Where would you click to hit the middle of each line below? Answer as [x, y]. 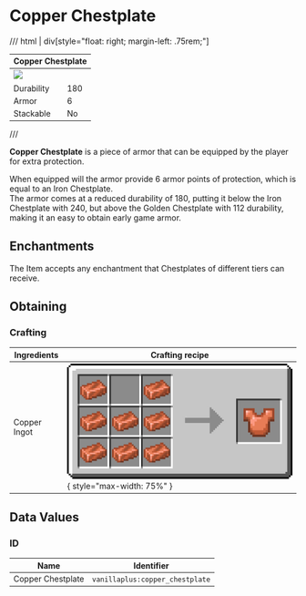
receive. [25, 278]
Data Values [44, 517]
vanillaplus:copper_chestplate [152, 580]
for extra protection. [47, 161]
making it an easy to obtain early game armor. [96, 217]
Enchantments [52, 247]
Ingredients [36, 355]
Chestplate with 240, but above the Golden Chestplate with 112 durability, [147, 208]
